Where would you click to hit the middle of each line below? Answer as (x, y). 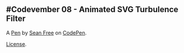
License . (16, 44)
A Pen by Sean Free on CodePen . (46, 33)
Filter (16, 19)
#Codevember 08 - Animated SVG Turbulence (92, 10)
